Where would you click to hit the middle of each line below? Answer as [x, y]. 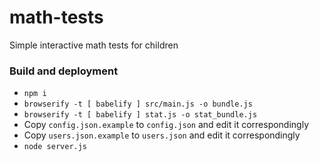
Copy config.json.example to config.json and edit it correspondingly [166, 125]
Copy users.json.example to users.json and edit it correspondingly [162, 135]
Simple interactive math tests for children [94, 45]
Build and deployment [64, 71]
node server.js [55, 147]
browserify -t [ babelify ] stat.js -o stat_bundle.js [140, 115]
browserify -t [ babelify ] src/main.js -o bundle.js [138, 104]
